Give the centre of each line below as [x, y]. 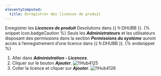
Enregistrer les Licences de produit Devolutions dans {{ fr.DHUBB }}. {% [78, 28]
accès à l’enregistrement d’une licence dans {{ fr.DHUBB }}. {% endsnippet [80, 43]
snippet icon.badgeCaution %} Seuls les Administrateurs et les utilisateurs [80, 33]
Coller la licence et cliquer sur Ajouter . [51, 68]
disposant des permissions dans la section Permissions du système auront [80, 38]
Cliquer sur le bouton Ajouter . [42, 63]
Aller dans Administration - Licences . [50, 58]
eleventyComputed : [24, 9]
